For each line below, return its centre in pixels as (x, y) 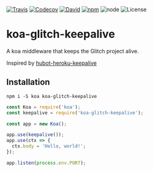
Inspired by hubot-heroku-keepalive (51, 63)
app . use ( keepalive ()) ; (35, 135)
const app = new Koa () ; (37, 124)
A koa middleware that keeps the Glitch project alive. (73, 51)
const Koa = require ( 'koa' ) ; (43, 107)
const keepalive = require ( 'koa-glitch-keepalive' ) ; (75, 113)
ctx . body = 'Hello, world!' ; (49, 146)
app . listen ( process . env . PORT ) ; (46, 163)
